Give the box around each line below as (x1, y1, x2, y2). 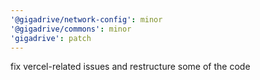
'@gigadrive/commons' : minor (10, 24, 132, 34)
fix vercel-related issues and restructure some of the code (10, 61, 251, 73)
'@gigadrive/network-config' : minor (10, 14, 163, 25)
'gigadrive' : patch (10, 33, 92, 43)
